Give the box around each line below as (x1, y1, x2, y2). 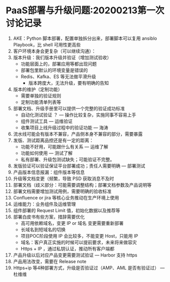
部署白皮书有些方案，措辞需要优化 (13, 214, 85, 220)
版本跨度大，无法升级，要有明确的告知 (28, 80, 109, 86)
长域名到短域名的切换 (20, 226, 66, 233)
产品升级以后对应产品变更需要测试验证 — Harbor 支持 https (13, 252, 137, 258)
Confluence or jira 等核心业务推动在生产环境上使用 (13, 194, 119, 200)
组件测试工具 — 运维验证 (20, 118, 73, 124)
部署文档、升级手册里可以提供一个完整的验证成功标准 (13, 105, 125, 111)
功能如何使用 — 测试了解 (20, 150, 73, 156)
